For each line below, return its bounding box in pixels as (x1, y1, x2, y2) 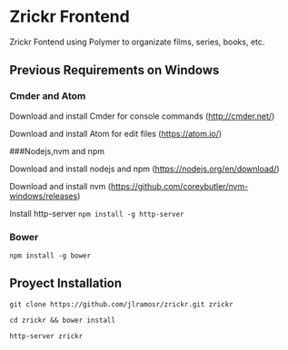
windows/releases (9, 190, 78, 201)
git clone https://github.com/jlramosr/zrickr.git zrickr (9, 299, 233, 309)
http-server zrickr (9, 331, 84, 341)
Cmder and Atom (9, 90, 86, 102)
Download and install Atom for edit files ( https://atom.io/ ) (9, 128, 223, 139)
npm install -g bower (9, 251, 92, 260)
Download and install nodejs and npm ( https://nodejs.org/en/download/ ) (9, 163, 280, 174)
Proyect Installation (9, 276, 123, 291)
